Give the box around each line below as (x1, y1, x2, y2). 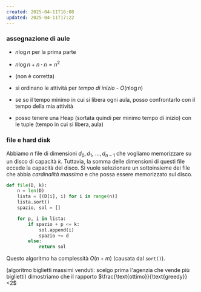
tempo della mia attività (15, 102, 74, 110)
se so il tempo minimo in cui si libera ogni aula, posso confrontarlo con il (15, 96, 196, 104)
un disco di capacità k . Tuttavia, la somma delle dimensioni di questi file (6, 158, 185, 165)
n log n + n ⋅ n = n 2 (15, 60, 61, 68)
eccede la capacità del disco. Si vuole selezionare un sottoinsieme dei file (6, 164, 191, 171)
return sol (38, 244, 67, 250)
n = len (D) (17, 188, 45, 194)
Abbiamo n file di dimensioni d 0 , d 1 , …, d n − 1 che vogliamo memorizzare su (6, 150, 192, 158)
